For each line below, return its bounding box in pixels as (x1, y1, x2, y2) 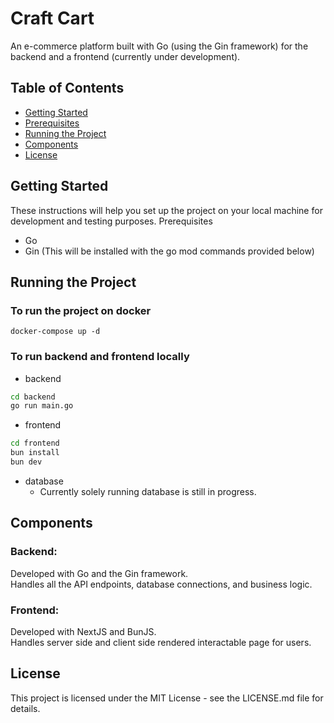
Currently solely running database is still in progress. (39, 485, 257, 497)
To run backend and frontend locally (10, 350, 190, 364)
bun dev (10, 457, 43, 467)
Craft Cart (10, 7, 95, 30)
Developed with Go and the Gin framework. (10, 567, 189, 579)
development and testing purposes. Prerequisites (10, 215, 213, 227)
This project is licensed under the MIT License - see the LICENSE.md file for (10, 692, 324, 704)
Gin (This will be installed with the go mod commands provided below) (24, 245, 315, 257)
